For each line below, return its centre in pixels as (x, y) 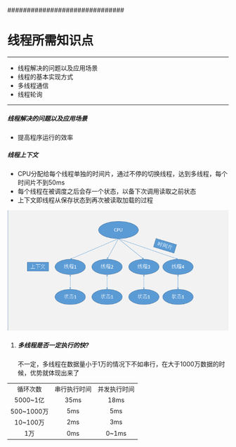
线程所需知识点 (51, 41)
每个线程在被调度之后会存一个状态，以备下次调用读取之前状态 (107, 191)
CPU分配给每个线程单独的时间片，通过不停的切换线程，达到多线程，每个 (123, 173)
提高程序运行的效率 (45, 137)
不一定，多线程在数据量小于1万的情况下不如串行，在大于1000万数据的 (118, 364)
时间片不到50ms (41, 182)
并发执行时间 (116, 389)
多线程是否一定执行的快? (53, 345)
